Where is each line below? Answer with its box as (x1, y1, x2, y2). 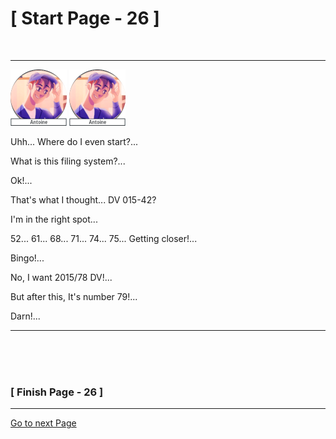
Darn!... (10, 310, 41, 322)
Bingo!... (10, 252, 45, 264)
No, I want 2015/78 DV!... (10, 271, 113, 283)
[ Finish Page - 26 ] (10, 385, 104, 399)
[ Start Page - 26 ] (10, 7, 160, 30)
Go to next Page (10, 417, 77, 429)
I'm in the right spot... (10, 213, 98, 225)
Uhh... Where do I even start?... (10, 135, 139, 147)
